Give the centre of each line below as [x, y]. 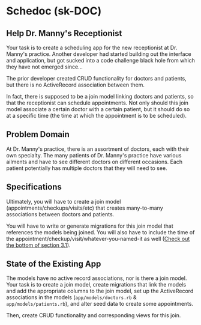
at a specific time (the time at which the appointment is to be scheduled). [97, 116]
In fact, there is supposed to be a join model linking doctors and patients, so [100, 96]
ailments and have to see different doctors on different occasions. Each [94, 162]
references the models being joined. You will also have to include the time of [100, 232]
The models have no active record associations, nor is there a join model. [97, 278]
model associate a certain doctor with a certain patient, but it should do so [98, 109]
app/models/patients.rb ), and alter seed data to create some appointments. [100, 304]
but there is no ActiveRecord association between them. [76, 85]
